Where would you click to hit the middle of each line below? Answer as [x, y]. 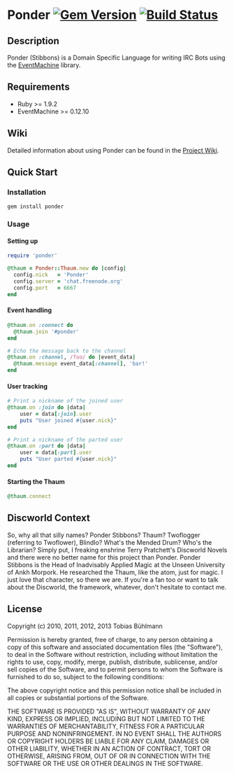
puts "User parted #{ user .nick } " [68, 459]
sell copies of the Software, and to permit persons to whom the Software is [115, 669]
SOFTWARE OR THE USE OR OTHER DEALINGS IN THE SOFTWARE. [105, 763]
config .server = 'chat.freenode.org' [68, 281]
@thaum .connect [29, 496]
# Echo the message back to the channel [67, 351]
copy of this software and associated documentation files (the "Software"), [115, 647]
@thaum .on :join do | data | [46, 408]
